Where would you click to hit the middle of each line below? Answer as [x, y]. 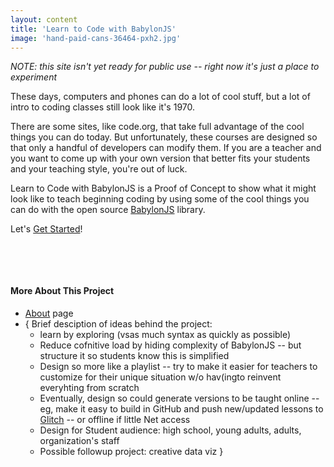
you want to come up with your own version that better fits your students [160, 158]
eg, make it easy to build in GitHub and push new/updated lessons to [181, 408]
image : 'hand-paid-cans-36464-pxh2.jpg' [96, 38]
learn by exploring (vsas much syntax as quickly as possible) [165, 334]
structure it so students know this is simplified [134, 355]
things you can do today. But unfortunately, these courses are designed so [164, 137]
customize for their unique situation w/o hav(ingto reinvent [160, 377]
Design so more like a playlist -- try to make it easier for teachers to [178, 366]
